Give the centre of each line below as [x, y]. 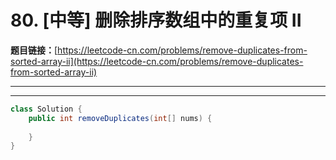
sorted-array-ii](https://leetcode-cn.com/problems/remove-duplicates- [157, 61]
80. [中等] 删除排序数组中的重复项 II [156, 20]
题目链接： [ [34, 50]
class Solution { [46, 109]
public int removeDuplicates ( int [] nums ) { [120, 118]
